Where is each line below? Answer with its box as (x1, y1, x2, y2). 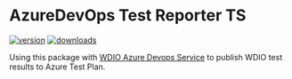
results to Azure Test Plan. (9, 61, 106, 72)
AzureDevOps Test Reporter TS (9, 5, 247, 26)
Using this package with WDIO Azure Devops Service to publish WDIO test (9, 51, 283, 62)
